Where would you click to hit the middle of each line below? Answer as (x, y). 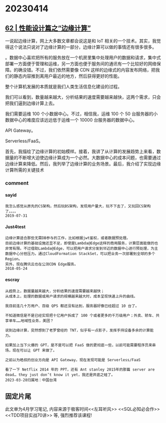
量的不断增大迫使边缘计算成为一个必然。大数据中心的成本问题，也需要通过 (85, 158)
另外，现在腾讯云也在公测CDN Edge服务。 (41, 264)
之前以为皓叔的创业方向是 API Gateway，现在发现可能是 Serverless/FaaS (73, 360)
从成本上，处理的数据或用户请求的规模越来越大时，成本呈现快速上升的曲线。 (71, 296)
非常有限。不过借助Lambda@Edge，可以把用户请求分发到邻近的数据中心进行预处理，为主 (82, 249)
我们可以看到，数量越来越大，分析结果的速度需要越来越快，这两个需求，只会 (83, 97)
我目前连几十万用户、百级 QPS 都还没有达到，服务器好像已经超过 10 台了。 (72, 306)
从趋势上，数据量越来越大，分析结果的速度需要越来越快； (55, 291)
